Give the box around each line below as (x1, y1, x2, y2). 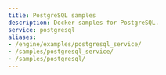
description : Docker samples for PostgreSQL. (8, 19, 159, 27)
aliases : (8, 33, 37, 41)
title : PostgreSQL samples (8, 11, 96, 20)
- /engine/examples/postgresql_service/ (8, 41, 143, 48)
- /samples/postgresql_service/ (8, 48, 114, 55)
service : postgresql (8, 26, 76, 34)
